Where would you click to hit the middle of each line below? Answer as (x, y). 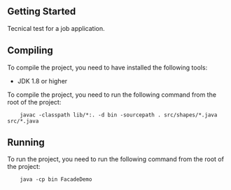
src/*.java (23, 121)
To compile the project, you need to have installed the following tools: (107, 67)
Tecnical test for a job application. (56, 28)
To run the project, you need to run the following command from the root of (115, 159)
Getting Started (42, 12)
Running (26, 143)
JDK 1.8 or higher (42, 81)
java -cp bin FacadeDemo (56, 179)
